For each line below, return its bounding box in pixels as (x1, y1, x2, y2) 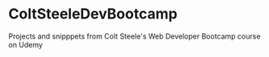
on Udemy (8, 39, 43, 49)
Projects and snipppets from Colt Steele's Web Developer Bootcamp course (8, 31, 261, 41)
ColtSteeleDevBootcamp (8, 5, 178, 23)
